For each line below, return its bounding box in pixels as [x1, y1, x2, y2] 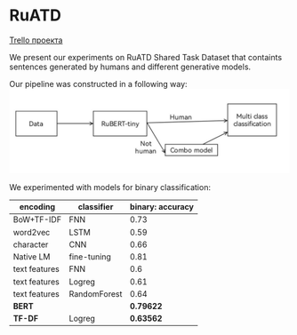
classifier [77, 202, 114, 212]
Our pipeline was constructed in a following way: [9, 78, 189, 89]
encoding [19, 202, 56, 212]
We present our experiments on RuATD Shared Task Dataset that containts [9, 52, 283, 62]
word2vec [12, 227, 51, 237]
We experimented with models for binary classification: [9, 181, 212, 192]
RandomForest [68, 288, 123, 299]
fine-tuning [68, 251, 111, 262]
